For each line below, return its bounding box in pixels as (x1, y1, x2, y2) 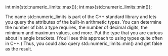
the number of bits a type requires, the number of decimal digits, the (5, 24, 148, 30)
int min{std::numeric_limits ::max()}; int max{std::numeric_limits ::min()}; (5, 4, 152, 10)
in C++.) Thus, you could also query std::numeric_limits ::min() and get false (5, 40, 162, 46)
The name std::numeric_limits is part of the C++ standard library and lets (5, 14, 157, 20)
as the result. (5, 46, 33, 51)
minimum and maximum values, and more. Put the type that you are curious (5, 30, 163, 36)
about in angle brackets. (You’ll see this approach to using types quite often (5, 35, 163, 41)
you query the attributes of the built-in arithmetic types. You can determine (5, 19, 162, 25)
